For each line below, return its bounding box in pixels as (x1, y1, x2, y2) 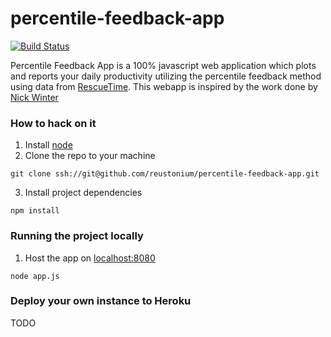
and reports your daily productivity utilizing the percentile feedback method (10, 70, 322, 82)
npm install (10, 206, 60, 216)
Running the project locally (10, 229, 144, 243)
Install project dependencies (24, 187, 143, 199)
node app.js (10, 271, 60, 281)
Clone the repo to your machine (24, 150, 156, 162)
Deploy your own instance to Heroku (10, 294, 192, 308)
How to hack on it (10, 116, 97, 130)
